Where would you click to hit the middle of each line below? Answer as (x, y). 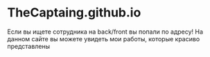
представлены (29, 46)
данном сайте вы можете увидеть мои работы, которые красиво (104, 38)
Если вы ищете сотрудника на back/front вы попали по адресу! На (105, 32)
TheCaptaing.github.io (74, 13)
